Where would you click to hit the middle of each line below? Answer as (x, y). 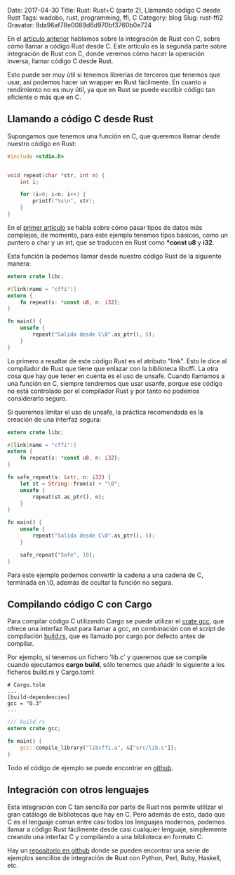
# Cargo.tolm (26, 685)
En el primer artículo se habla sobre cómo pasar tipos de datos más (105, 227)
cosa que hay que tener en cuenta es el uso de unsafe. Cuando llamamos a (116, 376)
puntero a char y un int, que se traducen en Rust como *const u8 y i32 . (111, 242)
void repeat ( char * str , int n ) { (56, 175)
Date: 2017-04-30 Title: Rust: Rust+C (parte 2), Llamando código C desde (114, 10)
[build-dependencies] (39, 698)
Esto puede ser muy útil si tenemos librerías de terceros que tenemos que (114, 74)
